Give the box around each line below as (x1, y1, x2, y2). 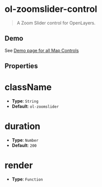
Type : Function (11, 176, 43, 182)
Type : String (11, 98, 39, 104)
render (4, 160, 33, 171)
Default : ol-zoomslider (11, 103, 59, 110)
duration (4, 121, 41, 132)
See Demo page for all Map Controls (4, 47, 79, 53)
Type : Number (11, 137, 39, 143)
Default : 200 (11, 142, 37, 148)
